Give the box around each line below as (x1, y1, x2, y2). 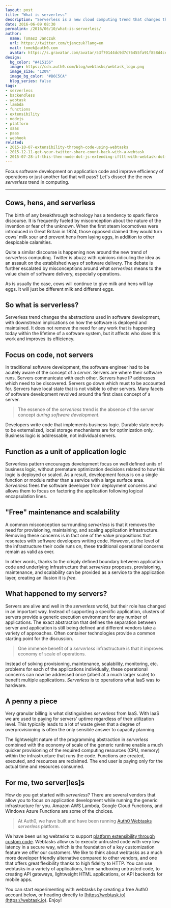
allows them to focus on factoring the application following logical (5, 488, 144, 494)
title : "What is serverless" (5, 12, 67, 17)
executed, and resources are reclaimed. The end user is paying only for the (5, 758, 163, 764)
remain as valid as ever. (5, 548, 55, 555)
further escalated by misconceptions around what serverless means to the (5, 265, 162, 271)
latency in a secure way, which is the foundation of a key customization (5, 844, 155, 850)
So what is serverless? (5, 300, 79, 309)
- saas (5, 126, 19, 131)
